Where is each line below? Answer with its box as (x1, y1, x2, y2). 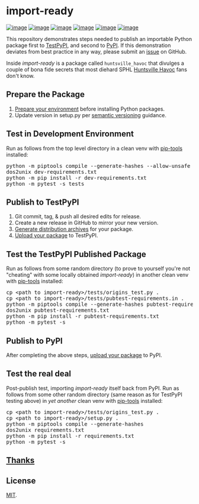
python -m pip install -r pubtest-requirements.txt (6, 313, 160, 320)
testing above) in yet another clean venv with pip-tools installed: (6, 397, 163, 404)
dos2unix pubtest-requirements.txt (6, 307, 110, 314)
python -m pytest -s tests (6, 180, 85, 187)
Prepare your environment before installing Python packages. (14, 105, 165, 112)
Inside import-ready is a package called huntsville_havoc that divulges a (6, 60, 185, 67)
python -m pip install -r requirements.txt (6, 433, 134, 439)
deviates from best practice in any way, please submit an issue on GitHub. (6, 48, 187, 55)
